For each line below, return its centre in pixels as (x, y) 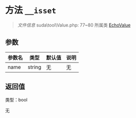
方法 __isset (31, 10)
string (34, 67)
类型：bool (16, 99)
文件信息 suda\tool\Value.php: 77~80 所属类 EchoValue (74, 25)
